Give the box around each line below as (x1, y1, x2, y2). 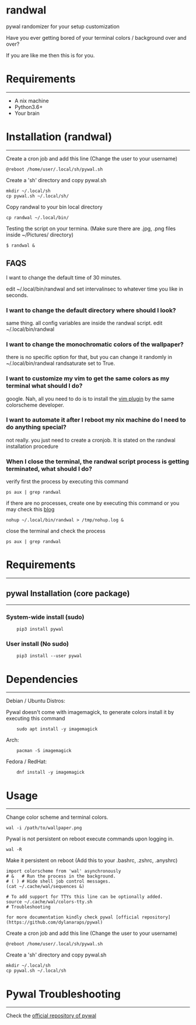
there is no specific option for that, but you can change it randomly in (6, 354, 173, 361)
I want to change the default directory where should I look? (6, 306, 176, 314)
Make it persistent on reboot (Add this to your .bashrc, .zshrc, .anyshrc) (6, 857, 178, 864)
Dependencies (6, 672, 78, 686)
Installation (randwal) (6, 130, 113, 143)
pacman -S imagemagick (16, 748, 72, 754)
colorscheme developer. (6, 401, 64, 408)
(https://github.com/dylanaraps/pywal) (6, 920, 103, 925)
